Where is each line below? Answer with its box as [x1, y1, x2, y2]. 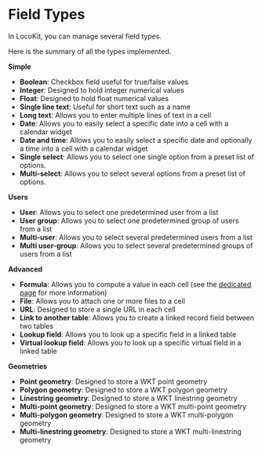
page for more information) [19, 288, 107, 297]
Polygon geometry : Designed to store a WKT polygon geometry [19, 385, 227, 394]
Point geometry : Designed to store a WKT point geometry [19, 377, 208, 386]
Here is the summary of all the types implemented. [8, 46, 172, 56]
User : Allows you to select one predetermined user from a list [19, 207, 219, 217]
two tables [19, 321, 54, 330]
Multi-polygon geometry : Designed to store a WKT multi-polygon [19, 410, 234, 419]
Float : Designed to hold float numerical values [19, 93, 169, 103]
